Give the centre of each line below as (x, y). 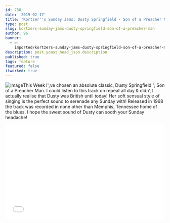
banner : (13, 38)
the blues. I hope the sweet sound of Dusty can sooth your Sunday (75, 112)
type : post (17, 24)
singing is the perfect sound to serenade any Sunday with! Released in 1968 (84, 101)
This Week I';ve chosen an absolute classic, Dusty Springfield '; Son (94, 85)
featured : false (22, 66)
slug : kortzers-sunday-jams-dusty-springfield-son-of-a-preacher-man (80, 29)
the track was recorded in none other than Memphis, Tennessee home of (81, 107)
